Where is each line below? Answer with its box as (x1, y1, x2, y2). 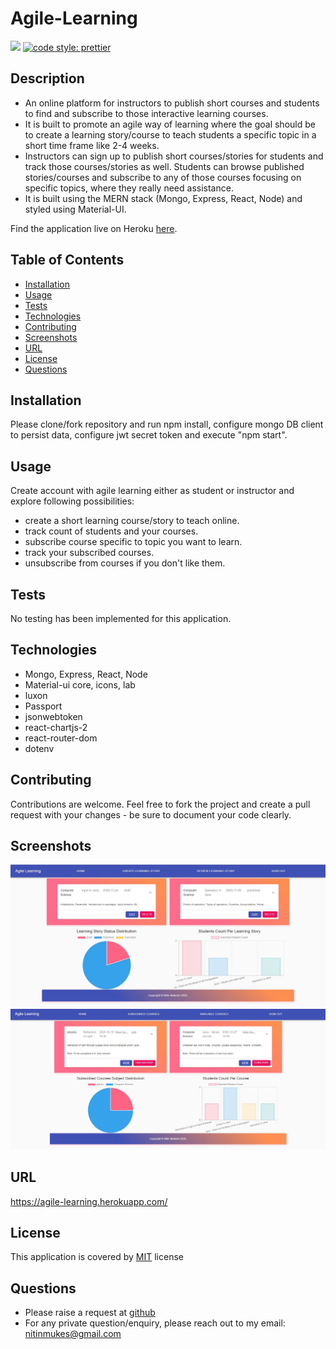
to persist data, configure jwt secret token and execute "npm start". (10, 429, 288, 441)
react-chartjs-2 (24, 721, 88, 733)
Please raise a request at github (24, 1307, 156, 1319)
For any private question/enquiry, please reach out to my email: (24, 1317, 286, 1329)
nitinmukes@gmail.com (24, 1328, 122, 1340)
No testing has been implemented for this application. (10, 613, 232, 624)
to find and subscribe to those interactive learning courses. (24, 107, 269, 119)
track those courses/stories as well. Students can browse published (24, 160, 305, 172)
